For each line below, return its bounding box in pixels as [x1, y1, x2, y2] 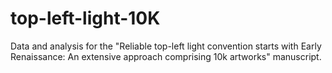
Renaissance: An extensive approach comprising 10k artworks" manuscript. [10, 50, 322, 62]
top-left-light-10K [10, 7, 161, 30]
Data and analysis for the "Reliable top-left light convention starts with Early [10, 40, 322, 52]
